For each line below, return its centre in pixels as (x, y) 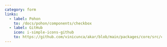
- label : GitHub (26, 28)
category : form (20, 10)
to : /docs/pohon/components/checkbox (53, 23)
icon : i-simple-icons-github (44, 32)
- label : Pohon (25, 19)
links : (11, 14)
